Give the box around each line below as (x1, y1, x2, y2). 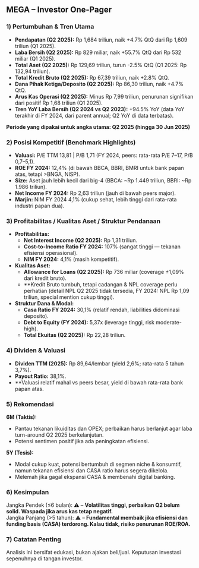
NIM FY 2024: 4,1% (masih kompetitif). (23, 255, 119, 263)
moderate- (155, 319, 182, 326)
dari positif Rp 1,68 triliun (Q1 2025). (14, 99, 103, 106)
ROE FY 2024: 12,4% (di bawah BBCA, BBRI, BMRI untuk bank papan (14, 164, 184, 171)
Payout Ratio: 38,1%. (14, 373, 67, 380)
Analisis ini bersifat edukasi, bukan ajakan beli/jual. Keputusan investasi (6, 549, 181, 556)
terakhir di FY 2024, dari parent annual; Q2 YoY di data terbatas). (14, 112, 174, 119)
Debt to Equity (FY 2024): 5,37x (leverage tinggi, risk (23, 319, 154, 326)
